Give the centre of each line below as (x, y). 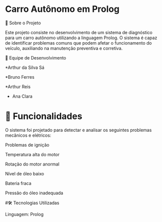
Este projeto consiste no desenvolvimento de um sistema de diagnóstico (79, 32)
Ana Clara (22, 96)
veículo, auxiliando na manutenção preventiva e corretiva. (64, 48)
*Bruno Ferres (20, 77)
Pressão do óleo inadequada (34, 193)
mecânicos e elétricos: (28, 135)
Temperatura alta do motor (32, 154)
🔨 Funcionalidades (44, 116)
